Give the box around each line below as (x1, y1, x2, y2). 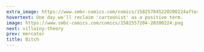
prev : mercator (6, 31, 45, 37)
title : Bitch (6, 36, 39, 42)
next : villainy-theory (6, 25, 64, 32)
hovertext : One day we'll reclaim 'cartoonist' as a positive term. (6, 14, 183, 20)
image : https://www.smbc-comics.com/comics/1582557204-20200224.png (6, 20, 183, 26)
